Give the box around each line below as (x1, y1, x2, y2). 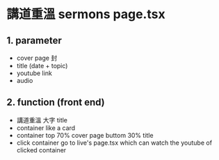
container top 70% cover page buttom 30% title (16, 131, 154, 139)
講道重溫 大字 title (16, 115, 67, 124)
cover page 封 (16, 54, 58, 62)
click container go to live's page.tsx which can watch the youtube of (16, 138, 213, 147)
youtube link (16, 69, 53, 77)
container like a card (16, 123, 76, 132)
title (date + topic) (16, 62, 68, 70)
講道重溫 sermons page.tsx (6, 6, 165, 22)
